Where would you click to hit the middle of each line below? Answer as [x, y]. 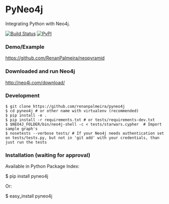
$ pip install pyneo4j [27, 176]
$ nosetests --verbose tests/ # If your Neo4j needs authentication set [85, 133]
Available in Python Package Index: [42, 166]
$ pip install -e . [26, 115]
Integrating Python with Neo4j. [38, 24]
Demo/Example [25, 47]
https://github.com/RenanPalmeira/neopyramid [55, 58]
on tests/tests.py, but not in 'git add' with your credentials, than [82, 138]
